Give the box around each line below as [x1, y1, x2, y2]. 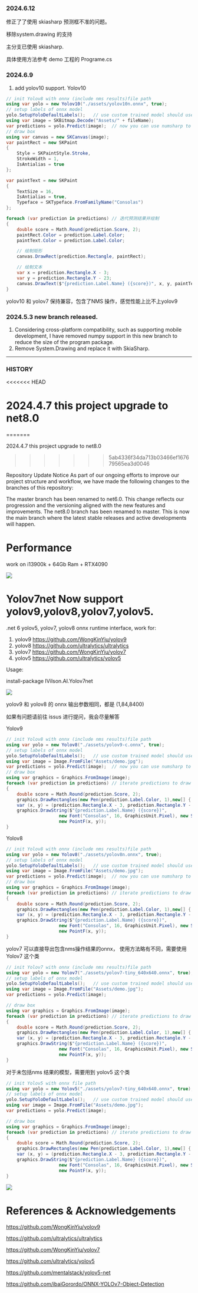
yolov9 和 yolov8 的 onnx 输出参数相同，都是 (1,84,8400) [6, 701, 144, 708]
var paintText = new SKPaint [6, 177, 78, 183]
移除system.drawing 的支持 [6, 31, 72, 38]
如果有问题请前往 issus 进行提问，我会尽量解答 [6, 713, 120, 720]
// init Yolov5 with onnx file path [6, 1080, 96, 1086]
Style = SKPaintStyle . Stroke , [16, 150, 91, 157]
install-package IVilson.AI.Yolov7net [6, 678, 93, 684]
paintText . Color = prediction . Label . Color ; [16, 238, 126, 243]
